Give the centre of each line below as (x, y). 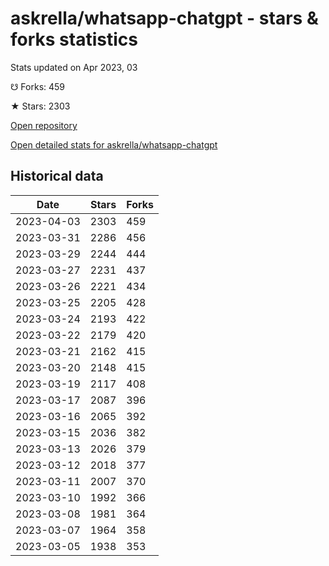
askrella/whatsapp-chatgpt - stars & (164, 18)
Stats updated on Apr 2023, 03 (74, 67)
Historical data (57, 176)
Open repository (44, 125)
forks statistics (74, 39)
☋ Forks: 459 (38, 86)
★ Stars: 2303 (40, 106)
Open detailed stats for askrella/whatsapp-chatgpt (114, 144)
